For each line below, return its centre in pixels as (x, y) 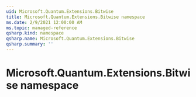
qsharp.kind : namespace (35, 33)
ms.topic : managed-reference (42, 28)
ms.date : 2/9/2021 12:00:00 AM (44, 22)
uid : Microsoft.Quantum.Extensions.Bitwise (60, 11)
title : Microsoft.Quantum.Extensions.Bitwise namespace (75, 17)
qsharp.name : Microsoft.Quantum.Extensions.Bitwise (70, 39)
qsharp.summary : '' (30, 44)
